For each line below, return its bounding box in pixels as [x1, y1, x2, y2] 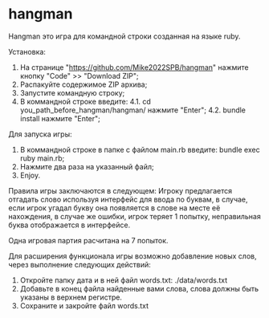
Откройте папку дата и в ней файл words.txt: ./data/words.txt [19, 275, 227, 285]
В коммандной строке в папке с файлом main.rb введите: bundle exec [19, 145, 260, 154]
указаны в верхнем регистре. [19, 292, 123, 302]
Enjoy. [19, 170, 41, 180]
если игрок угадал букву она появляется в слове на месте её [8, 202, 221, 213]
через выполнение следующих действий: [8, 259, 151, 269]
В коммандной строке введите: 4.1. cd [19, 96, 151, 106]
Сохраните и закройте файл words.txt [19, 300, 149, 310]
